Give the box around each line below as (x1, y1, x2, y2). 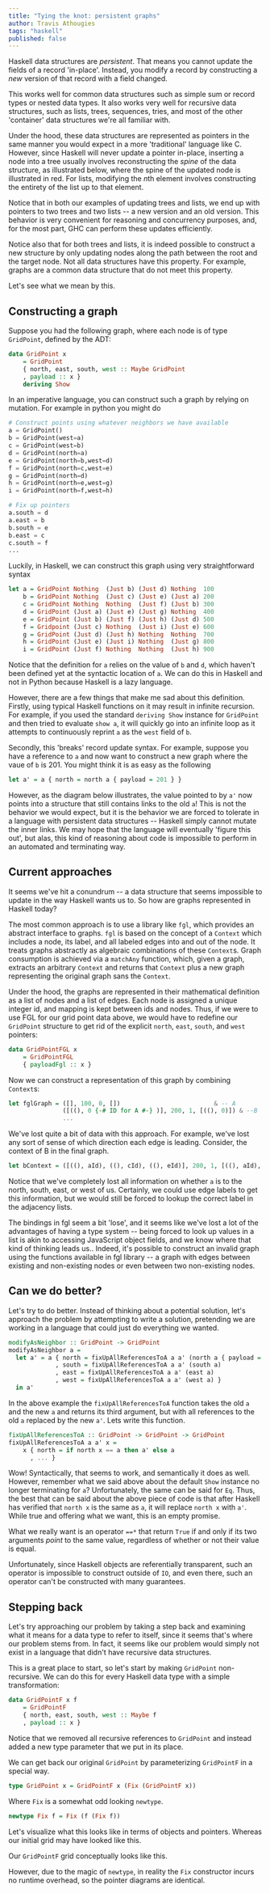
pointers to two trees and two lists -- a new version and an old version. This (8, 207, 260, 217)
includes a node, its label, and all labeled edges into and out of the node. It (8, 936, 255, 946)
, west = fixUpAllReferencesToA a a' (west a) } (55, 1376, 222, 1384)
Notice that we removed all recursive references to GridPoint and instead (8, 1733, 252, 1743)
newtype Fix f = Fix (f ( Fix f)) (8, 1812, 121, 1820)
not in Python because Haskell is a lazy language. (8, 677, 173, 687)
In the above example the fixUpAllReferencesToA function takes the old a (8, 1398, 250, 1408)
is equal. (8, 1544, 37, 1553)
